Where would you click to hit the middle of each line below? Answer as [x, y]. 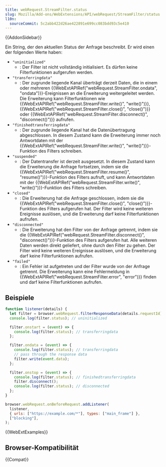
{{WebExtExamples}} [27, 432]
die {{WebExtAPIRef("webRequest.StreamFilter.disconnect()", [82, 235]
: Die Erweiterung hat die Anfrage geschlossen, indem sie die [82, 198]
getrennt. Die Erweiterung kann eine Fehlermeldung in [75, 272]
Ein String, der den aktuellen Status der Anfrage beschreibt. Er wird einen [80, 47]
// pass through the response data [51, 354]
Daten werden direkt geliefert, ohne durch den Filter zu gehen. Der [87, 245]
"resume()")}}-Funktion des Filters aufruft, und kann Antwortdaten [87, 177]
